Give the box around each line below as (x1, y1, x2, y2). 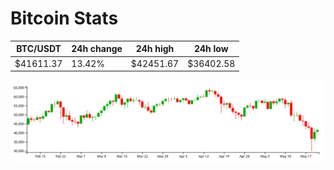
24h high (135, 43, 175, 55)
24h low (193, 43, 229, 55)
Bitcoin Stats (10, 7, 119, 30)
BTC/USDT (16, 43, 62, 55)
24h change (71, 43, 123, 55)
